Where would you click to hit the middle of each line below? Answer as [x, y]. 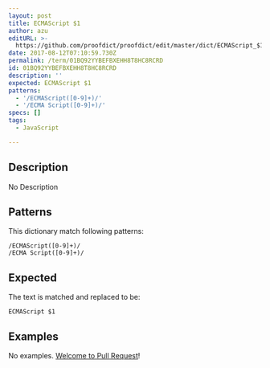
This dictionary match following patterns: [76, 231]
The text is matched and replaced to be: [74, 297]
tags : [17, 121]
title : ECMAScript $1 [45, 23]
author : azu [28, 31]
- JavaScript [37, 128]
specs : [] [25, 113]
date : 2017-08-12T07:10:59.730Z [62, 53]
